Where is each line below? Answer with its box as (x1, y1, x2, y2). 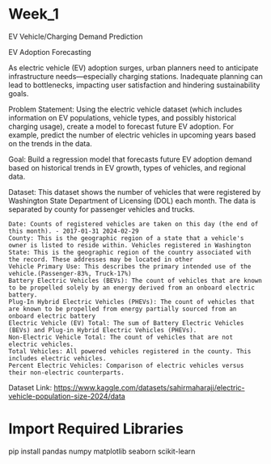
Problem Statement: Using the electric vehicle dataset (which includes (8, 104, 243, 114)
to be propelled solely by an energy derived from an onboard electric (8, 284, 255, 292)
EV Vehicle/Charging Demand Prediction (8, 32, 143, 41)
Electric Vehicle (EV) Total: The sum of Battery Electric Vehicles (8, 318, 244, 327)
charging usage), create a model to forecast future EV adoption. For (8, 121, 235, 131)
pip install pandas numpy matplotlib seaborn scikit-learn (8, 446, 196, 456)
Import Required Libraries (8, 420, 184, 438)
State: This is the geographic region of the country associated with (8, 248, 252, 256)
